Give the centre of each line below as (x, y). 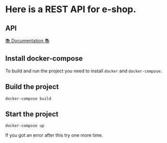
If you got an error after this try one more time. (54, 135)
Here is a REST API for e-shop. (71, 9)
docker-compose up (25, 126)
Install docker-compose (44, 59)
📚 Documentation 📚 (27, 41)
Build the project (32, 87)
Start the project (32, 114)
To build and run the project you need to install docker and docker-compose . (84, 71)
